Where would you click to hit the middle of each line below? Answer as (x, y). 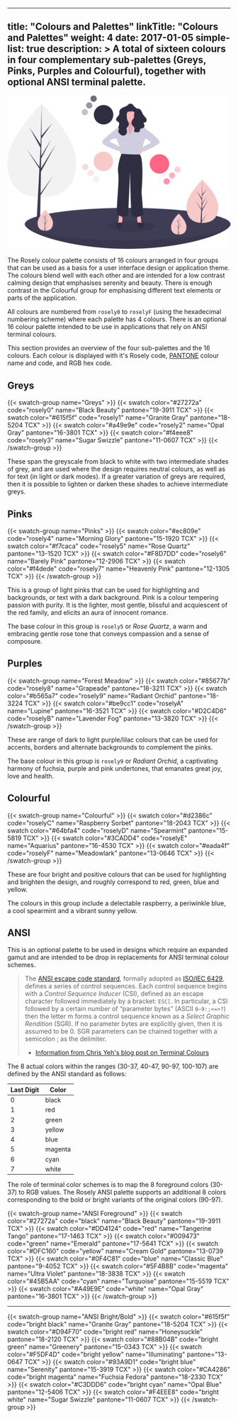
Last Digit (25, 1090)
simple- (212, 38)
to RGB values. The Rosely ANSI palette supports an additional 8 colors (123, 1193)
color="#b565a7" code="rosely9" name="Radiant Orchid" (92, 696)
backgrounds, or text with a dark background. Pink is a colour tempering (113, 597)
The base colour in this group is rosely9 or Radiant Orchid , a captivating (113, 761)
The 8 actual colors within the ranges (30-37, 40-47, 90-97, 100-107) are (113, 1066)
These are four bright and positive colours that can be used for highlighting (117, 874)
